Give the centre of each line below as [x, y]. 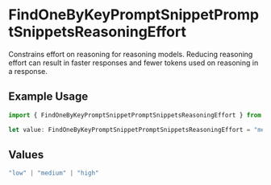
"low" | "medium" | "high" [54, 173]
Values [26, 154]
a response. [28, 71]
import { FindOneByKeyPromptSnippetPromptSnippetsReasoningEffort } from [135, 115]
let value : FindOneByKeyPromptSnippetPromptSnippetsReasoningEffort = [129, 129]
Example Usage [48, 97]
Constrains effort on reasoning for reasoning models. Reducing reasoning [131, 54]
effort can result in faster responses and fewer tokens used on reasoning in [133, 63]
